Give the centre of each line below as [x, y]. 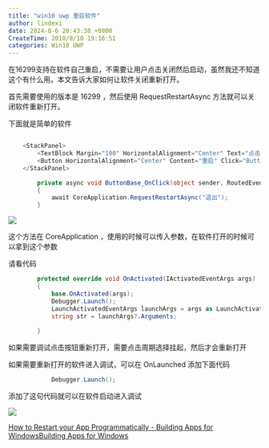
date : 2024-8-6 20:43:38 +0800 [60, 31]
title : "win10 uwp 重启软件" [54, 16]
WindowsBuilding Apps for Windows [68, 436]
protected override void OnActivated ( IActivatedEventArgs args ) [147, 279]
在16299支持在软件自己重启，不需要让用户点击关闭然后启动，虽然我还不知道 [134, 70]
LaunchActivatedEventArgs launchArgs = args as [132, 309]
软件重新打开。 [40, 107]
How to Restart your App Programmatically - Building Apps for [111, 427]
